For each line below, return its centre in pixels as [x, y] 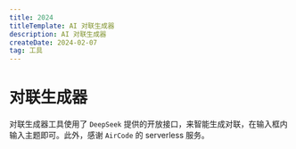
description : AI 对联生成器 [58, 34]
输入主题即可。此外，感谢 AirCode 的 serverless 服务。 [109, 136]
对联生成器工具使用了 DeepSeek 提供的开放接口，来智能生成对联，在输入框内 [148, 124]
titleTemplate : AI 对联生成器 [62, 26]
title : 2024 [31, 17]
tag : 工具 [26, 51]
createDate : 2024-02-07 [53, 42]
